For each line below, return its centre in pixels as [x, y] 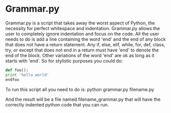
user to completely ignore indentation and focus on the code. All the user [82, 34]
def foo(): [17, 70]
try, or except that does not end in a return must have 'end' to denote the [82, 50]
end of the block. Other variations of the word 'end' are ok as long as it [80, 55]
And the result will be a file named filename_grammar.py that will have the [83, 99]
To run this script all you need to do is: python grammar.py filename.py [80, 89]
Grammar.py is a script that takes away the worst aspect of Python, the [80, 23]
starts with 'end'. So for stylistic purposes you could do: [64, 61]
